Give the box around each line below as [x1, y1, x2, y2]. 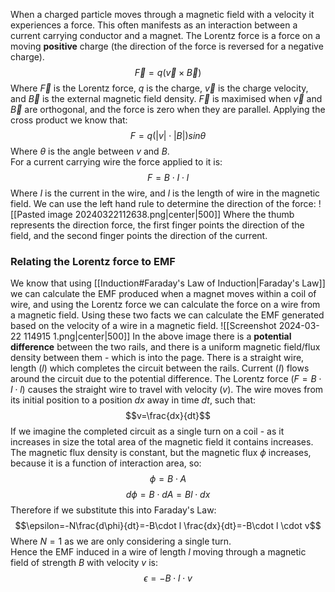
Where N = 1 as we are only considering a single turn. [10, 535, 232, 548]
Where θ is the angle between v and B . [10, 145, 170, 157]
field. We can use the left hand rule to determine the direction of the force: [10, 198, 317, 209]
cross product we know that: [10, 114, 128, 126]
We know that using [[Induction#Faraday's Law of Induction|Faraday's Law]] [10, 277, 326, 289]
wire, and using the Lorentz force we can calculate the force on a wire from [10, 299, 321, 311]
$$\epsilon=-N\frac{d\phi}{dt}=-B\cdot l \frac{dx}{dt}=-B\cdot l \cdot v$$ [14, 520, 322, 532]
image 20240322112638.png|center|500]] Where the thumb [47, 209, 295, 220]
